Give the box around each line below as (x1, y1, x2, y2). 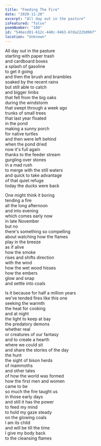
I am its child (5, 420, 31, 425)
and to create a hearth (5, 337, 50, 342)
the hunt (5, 352, 22, 358)
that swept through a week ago (5, 105, 67, 110)
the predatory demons (5, 321, 50, 327)
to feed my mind (5, 404, 38, 410)
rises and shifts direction (5, 255, 54, 260)
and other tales (5, 367, 35, 374)
